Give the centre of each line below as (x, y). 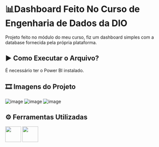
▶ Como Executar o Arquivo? (52, 58)
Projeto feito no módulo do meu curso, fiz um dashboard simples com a (79, 37)
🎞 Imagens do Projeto (40, 87)
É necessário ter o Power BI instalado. (45, 70)
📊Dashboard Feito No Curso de (73, 9)
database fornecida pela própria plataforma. (51, 42)
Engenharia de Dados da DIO (66, 23)
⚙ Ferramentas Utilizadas (46, 117)
